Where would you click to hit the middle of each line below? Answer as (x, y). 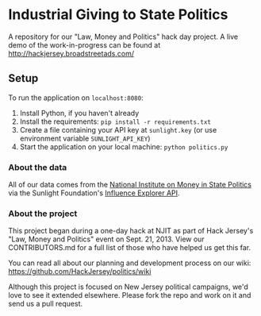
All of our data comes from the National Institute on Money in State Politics (130, 185)
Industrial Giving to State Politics (118, 15)
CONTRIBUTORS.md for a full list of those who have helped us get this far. (130, 248)
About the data (38, 167)
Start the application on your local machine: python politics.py (124, 146)
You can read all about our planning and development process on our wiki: (130, 263)
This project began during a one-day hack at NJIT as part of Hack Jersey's (131, 231)
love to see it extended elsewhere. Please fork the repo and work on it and (130, 295)
